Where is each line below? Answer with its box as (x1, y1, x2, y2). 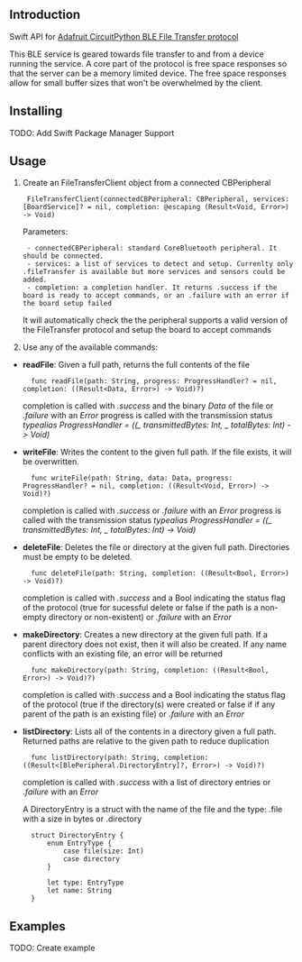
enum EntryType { (46, 838, 113, 848)
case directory (62, 855, 120, 864)
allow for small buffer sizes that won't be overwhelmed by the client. (9, 77, 263, 88)
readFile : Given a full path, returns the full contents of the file (22, 360, 251, 371)
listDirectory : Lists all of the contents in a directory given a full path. (22, 726, 277, 738)
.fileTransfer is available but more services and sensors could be (22, 268, 286, 277)
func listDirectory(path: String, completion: (31, 753, 209, 763)
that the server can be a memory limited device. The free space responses (9, 68, 287, 78)
